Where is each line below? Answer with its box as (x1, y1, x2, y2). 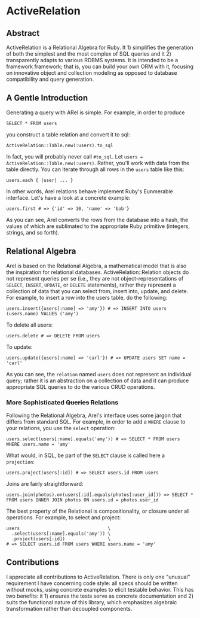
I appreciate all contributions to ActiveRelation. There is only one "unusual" (6, 573, 190, 580)
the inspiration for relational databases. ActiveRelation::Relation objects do (6, 268, 189, 276)
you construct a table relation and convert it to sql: (6, 130, 130, 138)
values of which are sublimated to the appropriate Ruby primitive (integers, (6, 223, 190, 230)
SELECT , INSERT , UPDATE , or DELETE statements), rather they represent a (6, 281, 176, 288)
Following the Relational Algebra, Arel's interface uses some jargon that (6, 412, 182, 419)
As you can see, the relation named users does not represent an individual (6, 370, 192, 378)
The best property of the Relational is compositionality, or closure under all (6, 507, 190, 515)
